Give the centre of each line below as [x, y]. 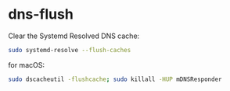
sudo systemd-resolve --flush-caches [70, 50]
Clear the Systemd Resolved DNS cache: [74, 36]
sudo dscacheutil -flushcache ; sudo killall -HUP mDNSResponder [115, 79]
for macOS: [27, 65]
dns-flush [41, 14]
